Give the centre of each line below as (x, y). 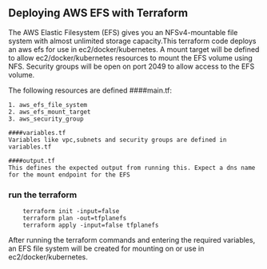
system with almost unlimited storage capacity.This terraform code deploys (132, 41)
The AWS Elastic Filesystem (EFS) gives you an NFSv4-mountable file (123, 32)
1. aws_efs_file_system (48, 105)
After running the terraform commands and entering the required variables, (132, 240)
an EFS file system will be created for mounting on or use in (106, 249)
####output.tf (32, 160)
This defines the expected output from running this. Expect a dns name (132, 168)
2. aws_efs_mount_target (50, 112)
